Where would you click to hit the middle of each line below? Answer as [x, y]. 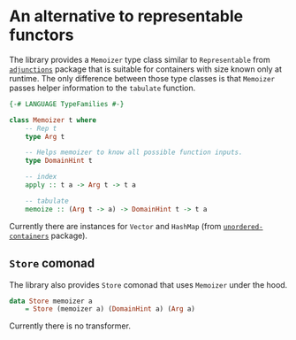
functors [42, 35]
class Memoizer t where [53, 120]
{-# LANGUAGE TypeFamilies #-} [67, 104]
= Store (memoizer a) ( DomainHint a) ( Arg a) [110, 309]
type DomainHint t [59, 161]
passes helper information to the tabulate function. [102, 88]
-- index [41, 177]
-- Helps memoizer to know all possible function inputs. [134, 152]
